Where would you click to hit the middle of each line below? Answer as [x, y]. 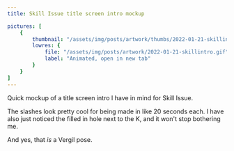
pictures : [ [24, 26]
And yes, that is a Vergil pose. [50, 139]
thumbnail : [48, 39]
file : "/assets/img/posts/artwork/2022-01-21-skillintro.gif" [136, 52]
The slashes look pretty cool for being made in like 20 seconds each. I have [116, 111]
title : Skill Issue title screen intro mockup [76, 14]
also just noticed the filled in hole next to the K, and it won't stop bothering [114, 118]
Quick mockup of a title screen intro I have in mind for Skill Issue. [100, 97]
